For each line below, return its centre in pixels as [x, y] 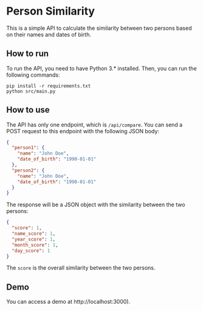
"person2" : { [28, 170]
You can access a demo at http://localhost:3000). [68, 302]
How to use [28, 110]
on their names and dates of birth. [49, 34]
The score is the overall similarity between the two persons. [81, 268]
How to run [28, 54]
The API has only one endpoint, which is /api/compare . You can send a [95, 124]
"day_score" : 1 [31, 251]
